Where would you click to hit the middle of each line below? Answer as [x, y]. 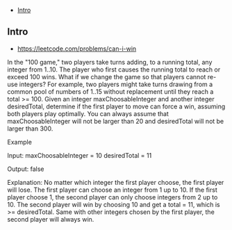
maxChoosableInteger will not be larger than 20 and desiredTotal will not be [116, 121]
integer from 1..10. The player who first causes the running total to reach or [114, 69]
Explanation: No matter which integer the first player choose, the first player [116, 182]
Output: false [26, 169]
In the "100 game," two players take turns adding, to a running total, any [110, 62]
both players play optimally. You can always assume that [88, 113]
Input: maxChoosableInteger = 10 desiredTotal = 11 [80, 155]
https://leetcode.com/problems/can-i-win [77, 49]
